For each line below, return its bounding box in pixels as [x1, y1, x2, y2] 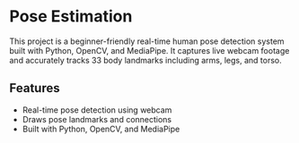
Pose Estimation [9, 6, 133, 27]
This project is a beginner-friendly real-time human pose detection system [9, 36, 285, 46]
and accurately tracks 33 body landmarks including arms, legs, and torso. [9, 55, 282, 65]
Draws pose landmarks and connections [22, 114, 172, 124]
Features [9, 80, 60, 96]
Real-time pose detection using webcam [22, 105, 172, 115]
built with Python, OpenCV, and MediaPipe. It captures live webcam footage [9, 45, 290, 55]
